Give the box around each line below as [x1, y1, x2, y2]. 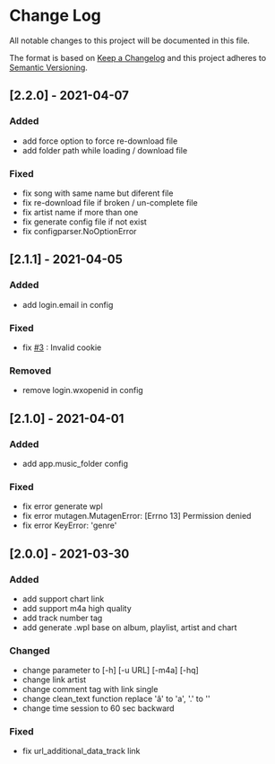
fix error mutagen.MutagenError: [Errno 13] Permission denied [21, 511, 252, 522]
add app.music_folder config [21, 458, 128, 469]
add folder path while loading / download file [21, 145, 188, 155]
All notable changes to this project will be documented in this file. [9, 35, 251, 46]
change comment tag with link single [21, 684, 159, 695]
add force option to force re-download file [21, 136, 178, 146]
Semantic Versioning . [9, 62, 88, 73]
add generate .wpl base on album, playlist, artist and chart [21, 621, 237, 633]
